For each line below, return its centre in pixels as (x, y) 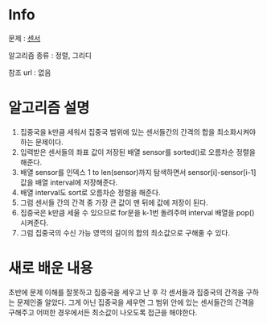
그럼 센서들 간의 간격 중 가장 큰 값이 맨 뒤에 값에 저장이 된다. (114, 202)
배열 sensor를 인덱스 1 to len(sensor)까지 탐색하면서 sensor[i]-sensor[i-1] (138, 172)
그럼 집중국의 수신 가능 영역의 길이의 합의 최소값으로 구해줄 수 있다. (125, 232)
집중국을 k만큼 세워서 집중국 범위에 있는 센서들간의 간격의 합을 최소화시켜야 (138, 131)
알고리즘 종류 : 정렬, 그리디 (50, 55)
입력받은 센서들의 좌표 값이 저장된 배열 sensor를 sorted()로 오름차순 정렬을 (138, 152)
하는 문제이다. (42, 142)
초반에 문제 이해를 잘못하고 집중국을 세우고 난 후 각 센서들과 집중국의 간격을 (126, 292)
